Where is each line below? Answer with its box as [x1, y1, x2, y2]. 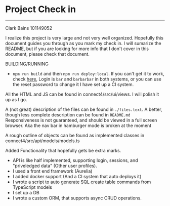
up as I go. [5, 96, 27, 102]
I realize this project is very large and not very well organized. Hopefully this [5, 34, 163, 41]
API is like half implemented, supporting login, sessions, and [12, 157, 138, 163]
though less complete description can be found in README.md [5, 111, 131, 117]
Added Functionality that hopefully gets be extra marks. [5, 147, 121, 153]
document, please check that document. [5, 51, 90, 57]
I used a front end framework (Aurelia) [12, 168, 93, 174]
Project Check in [5, 4, 76, 15]
